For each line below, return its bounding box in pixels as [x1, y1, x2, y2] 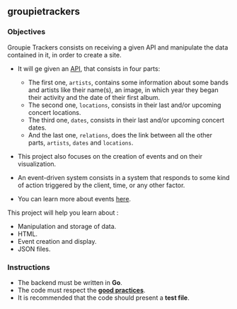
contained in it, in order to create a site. [7, 50, 122, 59]
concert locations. [28, 108, 81, 116]
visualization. [17, 159, 57, 168]
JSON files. [17, 245, 51, 253]
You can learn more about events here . [17, 194, 132, 203]
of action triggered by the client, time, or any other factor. [17, 181, 185, 189]
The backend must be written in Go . [17, 278, 122, 286]
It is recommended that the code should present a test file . [17, 293, 190, 302]
